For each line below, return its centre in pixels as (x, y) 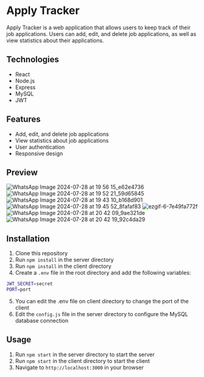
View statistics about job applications (62, 140)
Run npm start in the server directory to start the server (85, 354)
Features (23, 119)
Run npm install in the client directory (63, 266)
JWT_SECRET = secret (30, 284)
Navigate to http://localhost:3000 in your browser (79, 367)
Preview (22, 172)
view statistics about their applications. (55, 40)
